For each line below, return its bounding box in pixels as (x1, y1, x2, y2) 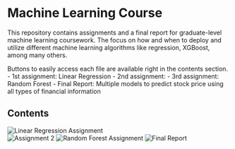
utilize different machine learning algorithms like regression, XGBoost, (7, 43, 210, 52)
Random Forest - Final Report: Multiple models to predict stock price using (7, 79, 224, 88)
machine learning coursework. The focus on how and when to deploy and (7, 35, 222, 44)
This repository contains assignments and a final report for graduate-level (7, 28, 222, 37)
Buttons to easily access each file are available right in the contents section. (7, 64, 228, 73)
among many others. (7, 51, 68, 59)
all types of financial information (7, 87, 101, 95)
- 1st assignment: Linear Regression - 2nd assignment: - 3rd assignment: (7, 72, 219, 81)
